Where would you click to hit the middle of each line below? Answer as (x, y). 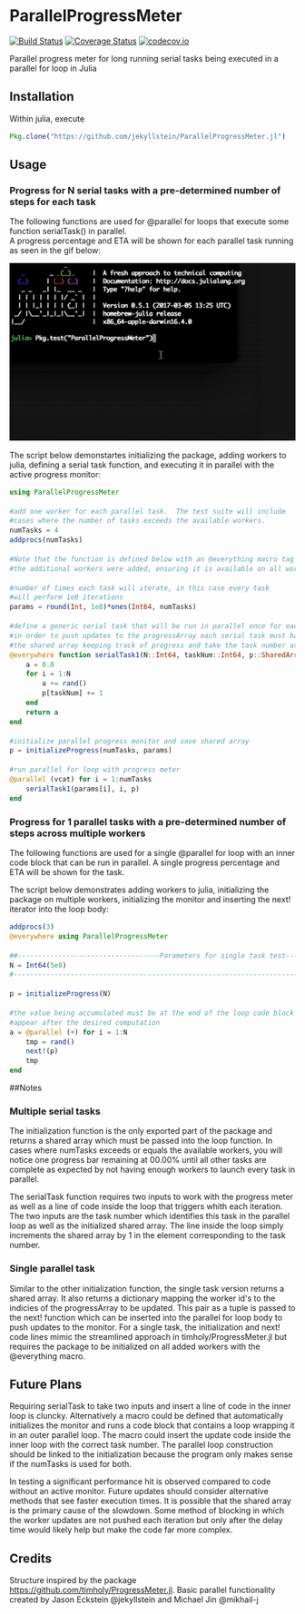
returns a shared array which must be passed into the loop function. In (141, 1141)
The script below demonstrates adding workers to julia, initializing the (139, 890)
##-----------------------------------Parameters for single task (138, 955)
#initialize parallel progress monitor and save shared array (129, 741)
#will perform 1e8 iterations (67, 597)
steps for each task (53, 202)
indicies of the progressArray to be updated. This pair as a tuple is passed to (152, 1307)
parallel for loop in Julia (53, 68)
